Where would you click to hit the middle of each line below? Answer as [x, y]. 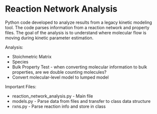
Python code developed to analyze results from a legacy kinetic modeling [78, 22]
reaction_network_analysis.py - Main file [52, 96]
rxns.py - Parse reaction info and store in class [59, 106]
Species [20, 62]
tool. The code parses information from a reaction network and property [77, 27]
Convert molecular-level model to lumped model [60, 77]
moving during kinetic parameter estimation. [49, 38]
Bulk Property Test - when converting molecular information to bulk [79, 67]
